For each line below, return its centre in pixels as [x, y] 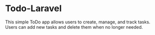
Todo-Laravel [34, 9]
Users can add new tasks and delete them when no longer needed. [74, 27]
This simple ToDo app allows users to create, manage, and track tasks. [78, 22]
